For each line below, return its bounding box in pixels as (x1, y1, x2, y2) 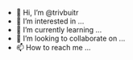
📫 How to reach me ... (15, 43, 91, 52)
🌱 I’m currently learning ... (15, 25, 102, 34)
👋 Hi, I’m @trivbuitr (15, 8, 79, 17)
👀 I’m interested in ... (15, 16, 85, 26)
